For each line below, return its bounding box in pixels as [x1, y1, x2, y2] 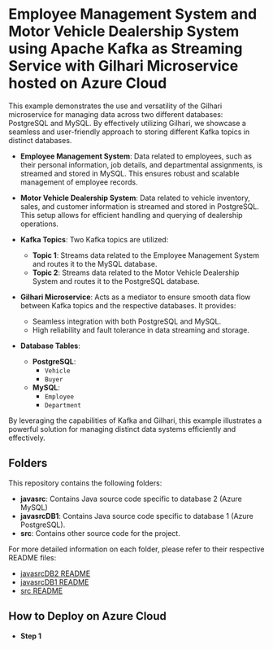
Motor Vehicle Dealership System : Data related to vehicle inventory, [19, 193, 250, 203]
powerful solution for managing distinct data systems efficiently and [8, 424, 236, 433]
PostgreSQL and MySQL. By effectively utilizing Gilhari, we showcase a [8, 118, 246, 128]
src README [19, 586, 63, 595]
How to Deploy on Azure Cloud [8, 609, 167, 623]
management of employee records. [19, 176, 138, 187]
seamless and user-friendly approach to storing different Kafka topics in [8, 127, 250, 137]
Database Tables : [19, 341, 81, 351]
